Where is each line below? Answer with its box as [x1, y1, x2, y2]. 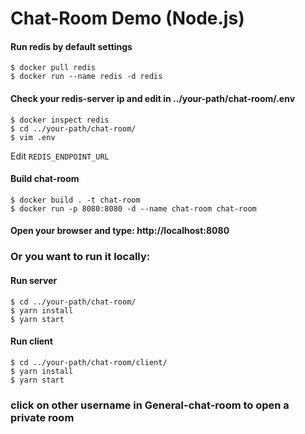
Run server [10, 274, 58, 286]
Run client [10, 335, 53, 347]
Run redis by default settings [10, 40, 133, 52]
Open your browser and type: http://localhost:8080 [10, 225, 230, 237]
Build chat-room [10, 173, 80, 185]
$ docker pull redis [10, 63, 97, 73]
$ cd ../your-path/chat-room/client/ [10, 357, 168, 367]
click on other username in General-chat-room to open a [10, 398, 290, 412]
